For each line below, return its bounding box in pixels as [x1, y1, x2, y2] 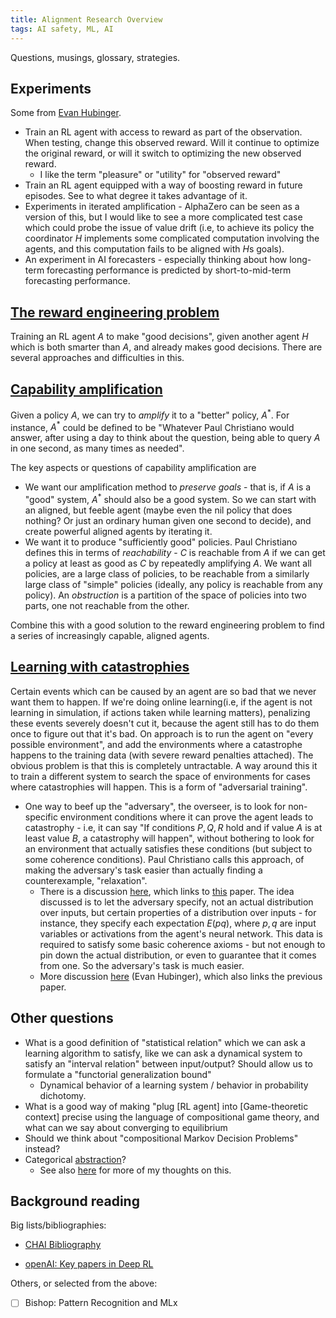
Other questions [10, 1010, 114, 1027]
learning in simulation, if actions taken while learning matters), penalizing [10, 706, 311, 718]
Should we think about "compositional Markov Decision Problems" [24, 1132, 299, 1144]
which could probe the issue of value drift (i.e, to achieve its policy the [24, 222, 315, 234]
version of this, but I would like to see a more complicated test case [24, 211, 303, 223]
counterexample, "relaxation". [24, 874, 148, 886]
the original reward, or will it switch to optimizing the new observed [24, 147, 302, 160]
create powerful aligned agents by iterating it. [24, 525, 213, 537]
